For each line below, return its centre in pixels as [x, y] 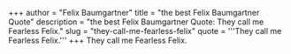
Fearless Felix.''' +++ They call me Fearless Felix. [98, 40]
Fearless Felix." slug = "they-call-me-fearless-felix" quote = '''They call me [145, 31]
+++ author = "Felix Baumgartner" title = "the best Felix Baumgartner [134, 13]
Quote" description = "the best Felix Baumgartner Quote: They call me [136, 22]
